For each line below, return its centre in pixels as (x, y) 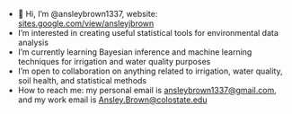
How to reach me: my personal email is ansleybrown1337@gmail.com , (147, 90)
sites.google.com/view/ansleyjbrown (86, 23)
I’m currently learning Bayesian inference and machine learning (135, 52)
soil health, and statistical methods (82, 80)
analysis (33, 42)
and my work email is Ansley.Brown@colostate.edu (112, 100)
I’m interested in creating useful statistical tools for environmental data (148, 33)
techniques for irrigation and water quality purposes (114, 61)
